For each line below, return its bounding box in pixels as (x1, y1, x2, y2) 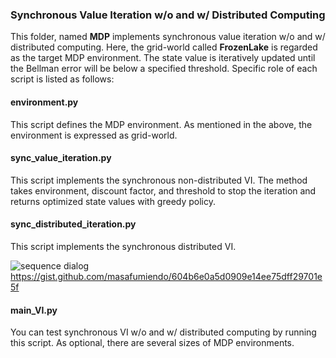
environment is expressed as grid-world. (10, 129, 178, 141)
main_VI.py (10, 304, 58, 316)
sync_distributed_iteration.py (10, 218, 137, 230)
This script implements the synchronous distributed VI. (10, 240, 237, 252)
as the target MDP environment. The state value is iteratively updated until (10, 52, 316, 64)
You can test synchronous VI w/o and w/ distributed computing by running (10, 326, 317, 338)
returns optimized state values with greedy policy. (10, 195, 216, 207)
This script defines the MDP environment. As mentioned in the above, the (10, 118, 313, 130)
